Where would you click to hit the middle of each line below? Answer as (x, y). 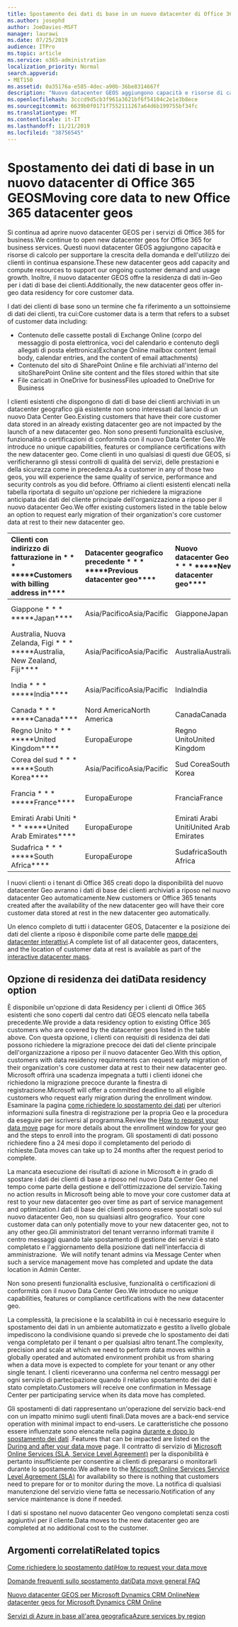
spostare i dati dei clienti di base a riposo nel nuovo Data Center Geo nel (113, 1179)
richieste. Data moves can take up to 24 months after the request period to (115, 1151)
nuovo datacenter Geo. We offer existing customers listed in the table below (117, 507)
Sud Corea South (202, 764)
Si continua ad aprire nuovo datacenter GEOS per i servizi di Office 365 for (116, 233)
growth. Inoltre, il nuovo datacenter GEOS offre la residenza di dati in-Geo (115, 278)
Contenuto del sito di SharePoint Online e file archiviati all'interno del (118, 365)
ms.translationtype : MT (42, 113)
